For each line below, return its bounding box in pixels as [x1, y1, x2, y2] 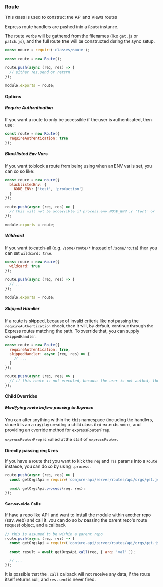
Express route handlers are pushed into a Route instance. [5, 24, 119, 30]
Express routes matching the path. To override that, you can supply [5, 328, 140, 334]
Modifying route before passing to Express [5, 404, 94, 410]
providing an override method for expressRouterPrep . [5, 427, 111, 433]
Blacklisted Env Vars [5, 151, 48, 157]
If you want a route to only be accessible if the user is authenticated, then [5, 117, 152, 123]
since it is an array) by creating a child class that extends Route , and [5, 422, 141, 428]
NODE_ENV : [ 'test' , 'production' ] [14, 187, 83, 192]
